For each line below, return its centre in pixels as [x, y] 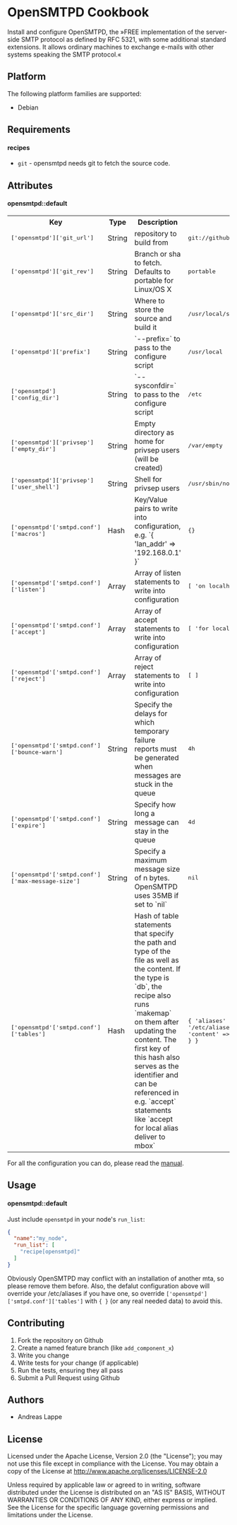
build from [151, 243]
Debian [28, 107]
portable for [154, 280]
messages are [158, 775]
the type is [152, 978]
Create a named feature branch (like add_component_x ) [96, 1348]
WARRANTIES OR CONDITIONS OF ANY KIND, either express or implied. [112, 1500]
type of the [153, 951]
